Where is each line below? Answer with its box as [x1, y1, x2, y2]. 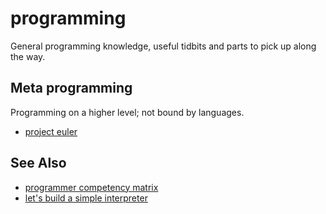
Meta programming [10, 80, 133, 97]
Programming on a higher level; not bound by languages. [10, 106, 245, 118]
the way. [10, 50, 46, 62]
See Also [10, 155, 67, 172]
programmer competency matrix [24, 181, 159, 193]
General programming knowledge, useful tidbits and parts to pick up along [10, 40, 317, 52]
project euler [24, 125, 78, 137]
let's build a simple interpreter [24, 192, 148, 204]
